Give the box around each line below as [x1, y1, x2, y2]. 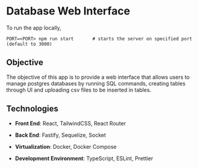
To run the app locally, [6, 24, 61, 31]
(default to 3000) [6, 41, 52, 47]
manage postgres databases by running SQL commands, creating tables [6, 79, 186, 87]
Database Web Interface [6, 4, 131, 18]
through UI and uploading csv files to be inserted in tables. [6, 86, 152, 93]
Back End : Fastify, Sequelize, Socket [14, 131, 107, 138]
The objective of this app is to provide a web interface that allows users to [6, 73, 190, 81]
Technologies [6, 104, 59, 114]
